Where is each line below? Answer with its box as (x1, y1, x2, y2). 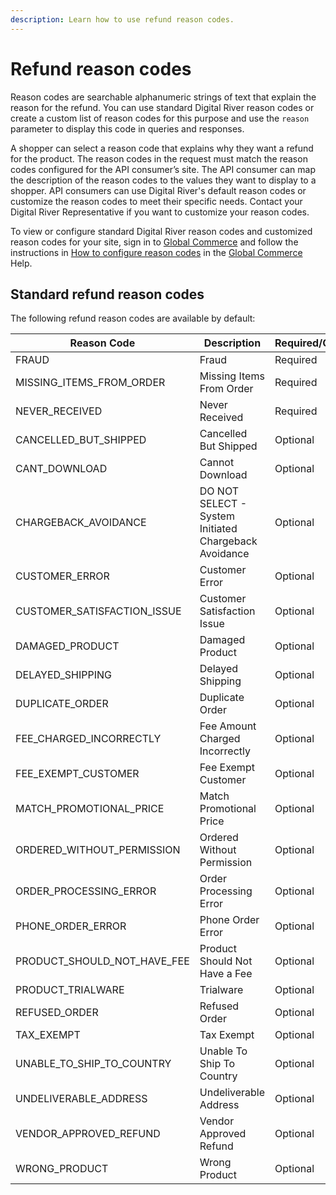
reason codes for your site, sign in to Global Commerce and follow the (10, 236, 299, 248)
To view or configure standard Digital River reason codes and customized (10, 225, 313, 237)
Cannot (199, 456, 235, 470)
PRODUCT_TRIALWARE (15, 983, 125, 997)
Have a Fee (199, 967, 253, 981)
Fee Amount (199, 719, 257, 733)
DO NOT (199, 484, 239, 498)
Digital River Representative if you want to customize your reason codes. (10, 206, 310, 218)
